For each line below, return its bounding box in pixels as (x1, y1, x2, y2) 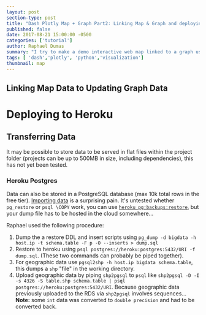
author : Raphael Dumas (6, 44, 64, 50)
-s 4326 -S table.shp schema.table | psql (15, 278, 126, 284)
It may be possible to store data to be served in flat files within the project (6, 148, 193, 155)
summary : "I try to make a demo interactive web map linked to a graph (6, 49, 193, 55)
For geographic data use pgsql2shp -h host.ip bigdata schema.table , (15, 259, 193, 266)
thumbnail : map (6, 60, 45, 66)
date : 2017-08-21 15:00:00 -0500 (6, 32, 92, 38)
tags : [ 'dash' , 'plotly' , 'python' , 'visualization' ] (6, 55, 144, 61)
